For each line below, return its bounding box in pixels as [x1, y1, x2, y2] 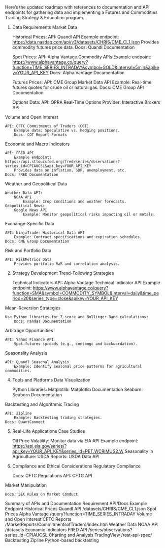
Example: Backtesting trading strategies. [14, 415, 102, 420]
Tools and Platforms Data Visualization [12, 377, 91, 382]
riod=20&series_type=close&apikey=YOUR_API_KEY [12, 295, 118, 301]
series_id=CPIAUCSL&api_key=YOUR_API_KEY [5, 164, 92, 169]
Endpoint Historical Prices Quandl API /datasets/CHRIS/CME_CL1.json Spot [5, 506, 157, 511]
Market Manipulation [5, 482, 47, 488]
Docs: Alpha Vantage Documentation [50, 70, 125, 76]
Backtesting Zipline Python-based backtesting [5, 537, 99, 543]
